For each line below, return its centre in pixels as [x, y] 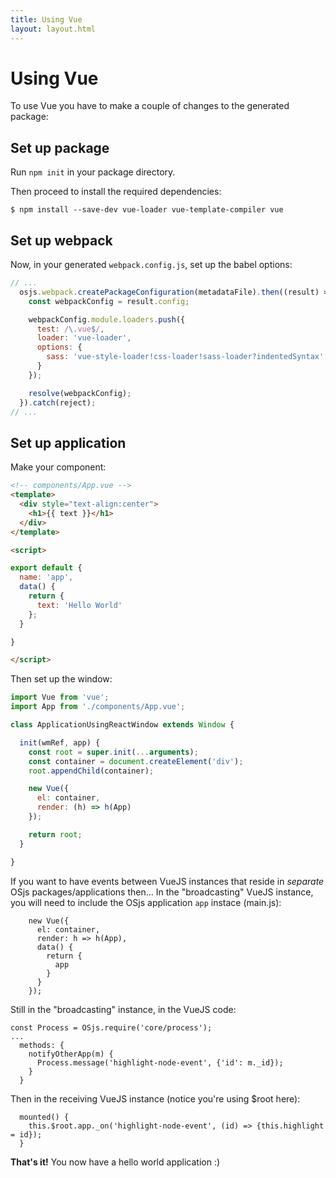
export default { [46, 568]
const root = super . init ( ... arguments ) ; [113, 752]
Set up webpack [61, 240]
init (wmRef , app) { [60, 742]
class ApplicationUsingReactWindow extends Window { [122, 725]
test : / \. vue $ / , [70, 329]
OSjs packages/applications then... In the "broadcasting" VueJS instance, [162, 892]
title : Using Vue [46, 19]
